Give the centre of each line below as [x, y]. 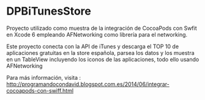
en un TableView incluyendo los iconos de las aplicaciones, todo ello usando [103, 59]
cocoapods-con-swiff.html [40, 90]
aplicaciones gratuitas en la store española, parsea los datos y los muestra [100, 52]
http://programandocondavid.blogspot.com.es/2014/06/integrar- [88, 84]
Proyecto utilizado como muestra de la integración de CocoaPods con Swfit [102, 28]
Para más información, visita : [44, 77]
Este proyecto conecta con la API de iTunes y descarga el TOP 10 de [93, 46]
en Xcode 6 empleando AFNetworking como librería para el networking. [97, 34]
